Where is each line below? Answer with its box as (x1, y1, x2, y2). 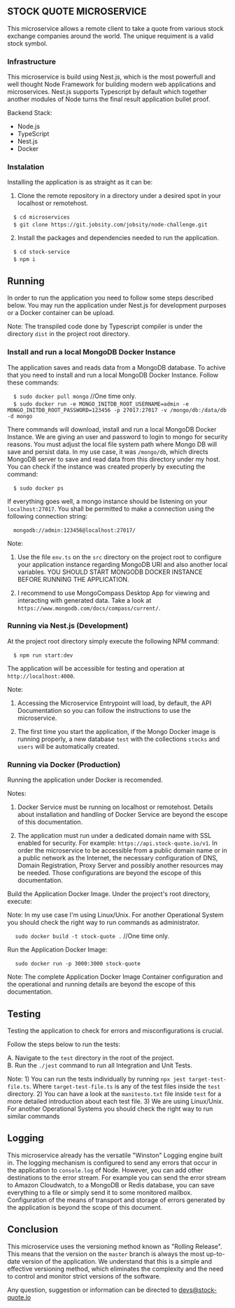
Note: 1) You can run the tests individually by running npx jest (7, 1074, 186, 1083)
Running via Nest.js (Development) (7, 621, 129, 631)
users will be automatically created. (17, 742, 120, 750)
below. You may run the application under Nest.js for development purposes (7, 301, 227, 309)
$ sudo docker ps (13, 484, 64, 492)
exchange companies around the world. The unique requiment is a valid (7, 32, 214, 40)
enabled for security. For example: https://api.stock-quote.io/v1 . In (17, 839, 218, 848)
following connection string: (7, 512, 88, 520)
